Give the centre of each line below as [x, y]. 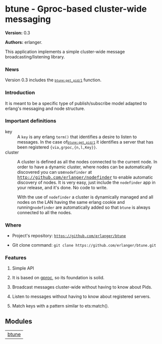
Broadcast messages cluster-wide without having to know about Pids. [82, 287]
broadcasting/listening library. [35, 56]
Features [16, 258]
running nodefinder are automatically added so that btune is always [84, 207]
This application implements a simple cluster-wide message [65, 52]
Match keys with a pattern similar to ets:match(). [61, 306]
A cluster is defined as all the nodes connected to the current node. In [87, 162]
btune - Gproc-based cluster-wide [76, 9]
